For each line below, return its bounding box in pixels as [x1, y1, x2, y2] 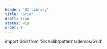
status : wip [5, 20, 29, 26]
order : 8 [5, 25, 23, 30]
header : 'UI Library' [5, 7, 49, 12]
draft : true [5, 16, 29, 21]
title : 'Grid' [5, 12, 34, 16]
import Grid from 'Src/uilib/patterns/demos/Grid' [5, 38, 103, 44]
